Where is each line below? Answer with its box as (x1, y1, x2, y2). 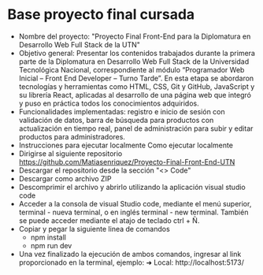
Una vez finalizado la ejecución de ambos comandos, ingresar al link (18, 249, 242, 258)
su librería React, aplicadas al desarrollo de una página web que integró (18, 90, 251, 99)
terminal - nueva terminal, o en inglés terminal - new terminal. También (18, 207, 249, 217)
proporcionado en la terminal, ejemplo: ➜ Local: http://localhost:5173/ (18, 258, 245, 267)
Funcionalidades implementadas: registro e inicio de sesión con (18, 106, 225, 116)
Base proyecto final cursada (7, 6, 195, 24)
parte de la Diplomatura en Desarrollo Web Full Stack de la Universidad (18, 57, 250, 66)
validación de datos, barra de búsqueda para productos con (18, 115, 214, 124)
